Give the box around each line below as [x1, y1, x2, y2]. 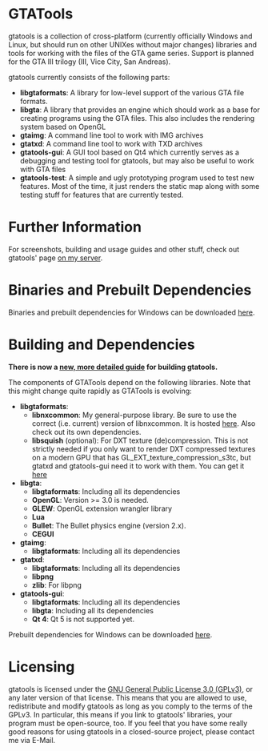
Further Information [8, 218, 142, 236]
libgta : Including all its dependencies [31, 605, 154, 615]
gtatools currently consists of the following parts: [8, 72, 170, 82]
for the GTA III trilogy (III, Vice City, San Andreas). [8, 57, 171, 66]
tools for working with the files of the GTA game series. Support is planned [8, 48, 254, 58]
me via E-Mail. [8, 735, 56, 745]
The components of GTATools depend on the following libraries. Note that [8, 377, 250, 387]
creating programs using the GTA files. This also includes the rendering [19, 113, 255, 122]
